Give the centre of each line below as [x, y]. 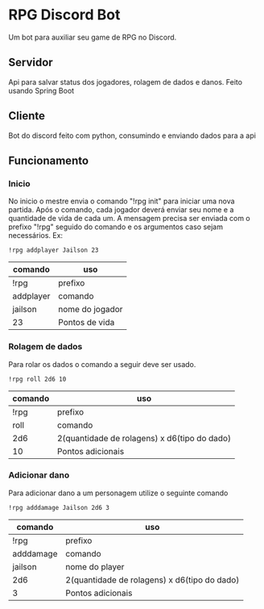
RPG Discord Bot [64, 15]
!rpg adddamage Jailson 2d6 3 [59, 507]
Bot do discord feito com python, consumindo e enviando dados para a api [132, 136]
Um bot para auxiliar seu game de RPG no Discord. [93, 37]
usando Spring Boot [41, 90]
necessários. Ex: [35, 236]
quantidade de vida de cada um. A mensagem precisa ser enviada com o [130, 219]
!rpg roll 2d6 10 [37, 379]
